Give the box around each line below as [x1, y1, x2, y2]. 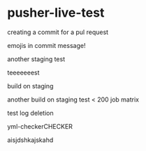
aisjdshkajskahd [7, 136, 54, 144]
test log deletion [7, 109, 54, 117]
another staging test [7, 54, 66, 63]
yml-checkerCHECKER [7, 122, 73, 130]
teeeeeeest [7, 68, 40, 77]
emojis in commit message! [7, 41, 86, 49]
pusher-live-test [7, 5, 105, 21]
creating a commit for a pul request [7, 28, 109, 36]
